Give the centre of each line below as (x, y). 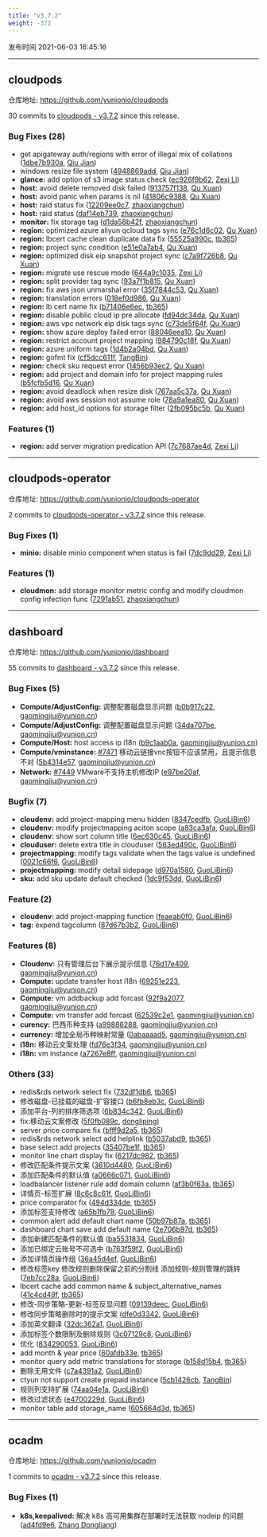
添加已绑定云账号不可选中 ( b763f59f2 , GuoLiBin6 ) (101, 1248)
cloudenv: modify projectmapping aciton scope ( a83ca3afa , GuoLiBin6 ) (138, 827)
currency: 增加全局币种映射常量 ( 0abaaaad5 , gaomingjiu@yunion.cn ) (133, 1035)
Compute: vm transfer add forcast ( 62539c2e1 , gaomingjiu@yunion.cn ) (137, 1015)
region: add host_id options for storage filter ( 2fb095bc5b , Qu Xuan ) (132, 408)
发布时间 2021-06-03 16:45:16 (58, 47)
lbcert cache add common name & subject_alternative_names (121, 1286)
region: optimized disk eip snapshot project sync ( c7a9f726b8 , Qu (129, 255)
